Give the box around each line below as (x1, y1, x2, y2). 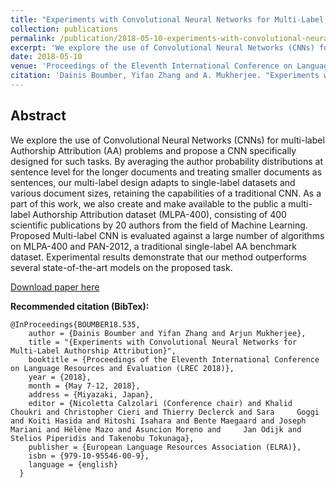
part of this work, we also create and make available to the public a (10, 197, 287, 210)
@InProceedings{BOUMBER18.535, (10, 319, 141, 330)
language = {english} (28, 459, 118, 470)
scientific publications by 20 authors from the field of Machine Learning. (10, 219, 308, 231)
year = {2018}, (28, 372, 92, 382)
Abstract (10, 107, 67, 125)
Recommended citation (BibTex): (10, 300, 150, 312)
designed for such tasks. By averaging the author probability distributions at (10, 155, 324, 167)
